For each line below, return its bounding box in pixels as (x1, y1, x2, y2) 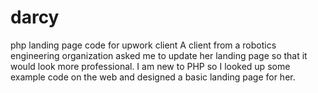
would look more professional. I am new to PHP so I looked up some (10, 60, 291, 72)
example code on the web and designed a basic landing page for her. (10, 71, 296, 83)
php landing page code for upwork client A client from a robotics (10, 39, 277, 51)
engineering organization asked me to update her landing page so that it (10, 49, 308, 61)
